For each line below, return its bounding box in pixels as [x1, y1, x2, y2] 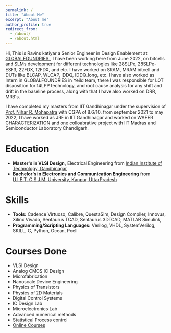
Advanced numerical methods [12, 311, 77, 317]
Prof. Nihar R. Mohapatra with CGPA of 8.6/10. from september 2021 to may [5, 108, 164, 115]
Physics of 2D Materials [12, 290, 63, 296]
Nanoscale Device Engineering [12, 278, 78, 284]
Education [5, 143, 50, 155]
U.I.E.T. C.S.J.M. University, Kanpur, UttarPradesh [12, 176, 117, 182]
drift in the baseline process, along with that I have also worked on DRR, [5, 88, 157, 94]
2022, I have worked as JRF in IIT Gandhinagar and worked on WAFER [5, 114, 153, 120]
